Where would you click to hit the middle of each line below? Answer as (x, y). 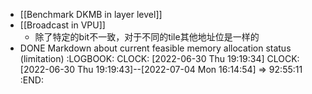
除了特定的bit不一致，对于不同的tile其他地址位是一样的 (147, 37)
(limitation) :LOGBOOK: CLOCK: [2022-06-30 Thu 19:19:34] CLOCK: (159, 58)
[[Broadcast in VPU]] (62, 25)
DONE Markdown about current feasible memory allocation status (155, 48)
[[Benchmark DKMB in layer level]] (91, 14)
